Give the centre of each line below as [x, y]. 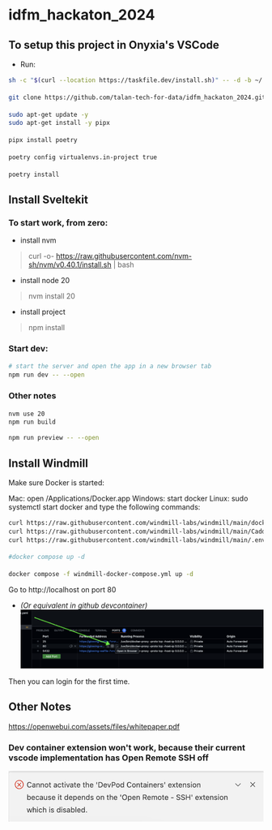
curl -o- [41, 256]
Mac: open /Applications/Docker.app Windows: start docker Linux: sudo [128, 498]
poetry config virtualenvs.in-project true [83, 157]
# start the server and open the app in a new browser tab [110, 367]
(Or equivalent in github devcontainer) [84, 605]
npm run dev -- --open [47, 375]
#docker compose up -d [47, 557]
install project [43, 312]
